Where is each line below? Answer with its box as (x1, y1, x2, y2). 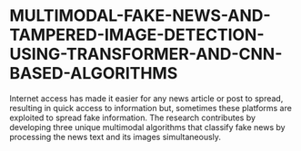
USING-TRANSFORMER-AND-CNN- (9, 44, 283, 64)
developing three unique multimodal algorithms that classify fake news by (9, 121, 286, 132)
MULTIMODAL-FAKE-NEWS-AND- (9, 5, 271, 26)
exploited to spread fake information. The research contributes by (9, 112, 256, 123)
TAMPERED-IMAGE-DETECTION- (9, 24, 266, 45)
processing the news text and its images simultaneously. (9, 131, 221, 142)
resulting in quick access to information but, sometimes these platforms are (9, 102, 293, 113)
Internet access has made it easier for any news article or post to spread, (9, 92, 284, 104)
